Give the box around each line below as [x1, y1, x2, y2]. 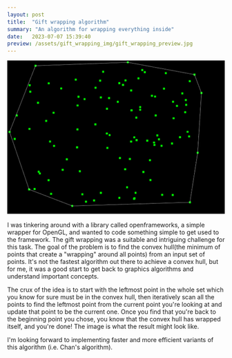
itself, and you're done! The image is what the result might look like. [7, 322, 200, 331]
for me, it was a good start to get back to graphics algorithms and [7, 265, 194, 273]
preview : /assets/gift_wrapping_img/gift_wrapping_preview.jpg [7, 40, 193, 48]
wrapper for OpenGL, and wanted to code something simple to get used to [7, 228, 220, 236]
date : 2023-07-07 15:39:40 [7, 33, 91, 40]
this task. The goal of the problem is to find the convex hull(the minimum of [7, 243, 221, 252]
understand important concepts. [7, 272, 99, 281]
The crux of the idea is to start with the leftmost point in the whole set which [7, 285, 224, 294]
